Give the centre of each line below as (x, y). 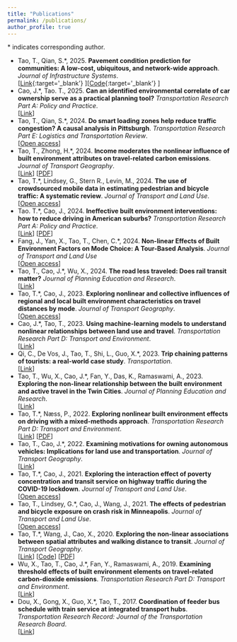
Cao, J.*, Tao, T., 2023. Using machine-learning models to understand (122, 324)
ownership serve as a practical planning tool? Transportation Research (123, 98)
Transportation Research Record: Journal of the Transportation (110, 617)
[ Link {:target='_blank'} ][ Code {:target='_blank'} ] (89, 83)
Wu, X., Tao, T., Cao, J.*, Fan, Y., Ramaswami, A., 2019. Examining (114, 564)
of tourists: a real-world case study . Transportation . (95, 361)
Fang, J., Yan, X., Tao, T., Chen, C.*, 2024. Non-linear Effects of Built (118, 241)
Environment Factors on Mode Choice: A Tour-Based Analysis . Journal (123, 249)
